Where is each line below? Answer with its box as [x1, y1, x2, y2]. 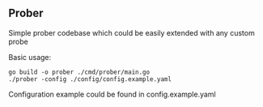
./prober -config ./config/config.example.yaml [8, 75, 172, 83]
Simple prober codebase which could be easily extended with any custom [8, 28, 255, 37]
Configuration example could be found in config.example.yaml [8, 89, 216, 99]
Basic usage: [8, 52, 52, 62]
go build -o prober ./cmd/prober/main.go [8, 68, 151, 76]
